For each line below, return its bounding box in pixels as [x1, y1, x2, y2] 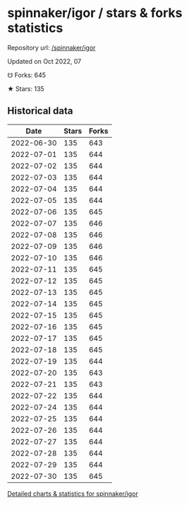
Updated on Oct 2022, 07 [7, 57, 82, 65]
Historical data [7, 105, 73, 117]
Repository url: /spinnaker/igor [7, 43, 96, 52]
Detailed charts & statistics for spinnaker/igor [7, 489, 139, 498]
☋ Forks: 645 [7, 71, 47, 79]
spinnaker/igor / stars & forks [7, 5, 183, 21]
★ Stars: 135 [7, 84, 44, 93]
